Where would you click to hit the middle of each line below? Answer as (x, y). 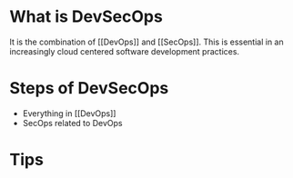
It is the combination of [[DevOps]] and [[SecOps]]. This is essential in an (146, 42)
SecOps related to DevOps (72, 123)
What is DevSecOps (86, 17)
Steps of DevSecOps (89, 89)
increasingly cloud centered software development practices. (124, 51)
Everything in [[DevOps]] (69, 113)
